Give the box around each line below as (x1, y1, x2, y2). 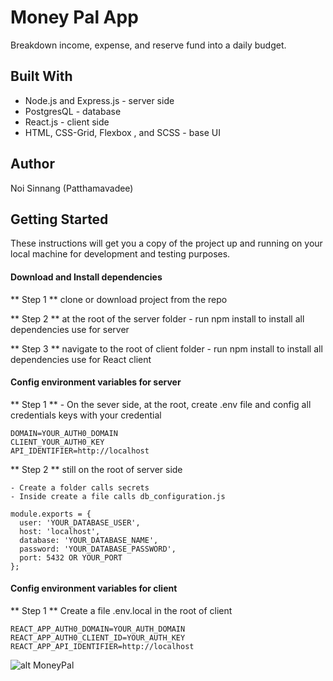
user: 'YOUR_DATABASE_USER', (19, 517, 141, 528)
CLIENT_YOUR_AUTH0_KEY (10, 437, 105, 447)
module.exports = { (10, 509, 92, 519)
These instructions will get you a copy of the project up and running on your (10, 237, 323, 250)
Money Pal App (10, 6, 139, 29)
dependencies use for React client (10, 353, 152, 365)
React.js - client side (24, 116, 110, 128)
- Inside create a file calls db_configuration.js (10, 491, 226, 501)
